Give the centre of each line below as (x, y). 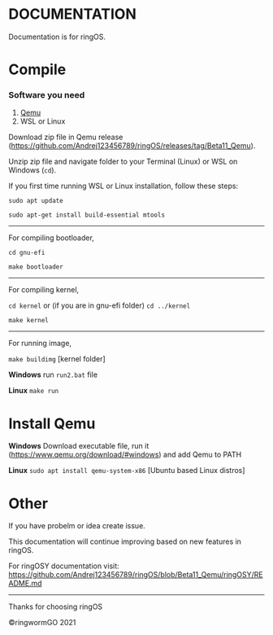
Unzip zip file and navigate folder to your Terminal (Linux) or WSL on (123, 162)
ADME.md (25, 584)
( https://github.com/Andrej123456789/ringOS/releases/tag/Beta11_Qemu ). (132, 146)
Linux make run (34, 391)
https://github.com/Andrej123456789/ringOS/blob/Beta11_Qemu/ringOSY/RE (136, 575)
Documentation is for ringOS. (57, 37)
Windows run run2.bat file (53, 374)
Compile (37, 70)
